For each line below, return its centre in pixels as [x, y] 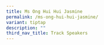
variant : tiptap [26, 22]
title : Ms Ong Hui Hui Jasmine [44, 11]
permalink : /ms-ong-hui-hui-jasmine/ [52, 17]
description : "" [26, 28]
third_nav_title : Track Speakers [47, 33]
